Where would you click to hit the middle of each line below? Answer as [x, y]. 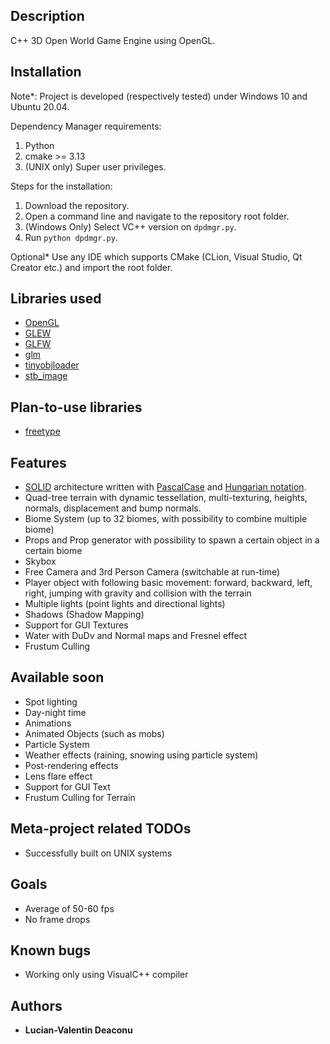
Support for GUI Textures [76, 625]
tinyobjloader [52, 365]
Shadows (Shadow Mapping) [84, 615]
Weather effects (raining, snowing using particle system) [141, 755]
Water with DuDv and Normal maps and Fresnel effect [136, 636]
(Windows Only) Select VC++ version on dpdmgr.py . [130, 226]
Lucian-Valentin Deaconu [78, 1030]
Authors [36, 1005]
